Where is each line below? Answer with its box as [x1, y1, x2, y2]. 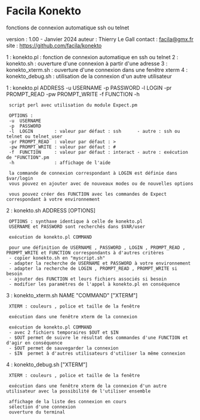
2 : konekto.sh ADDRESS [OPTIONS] [6, 206, 96, 214]
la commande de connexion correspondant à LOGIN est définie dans [8, 170, 178, 176]
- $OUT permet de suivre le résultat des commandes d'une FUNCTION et [8, 334, 188, 340]
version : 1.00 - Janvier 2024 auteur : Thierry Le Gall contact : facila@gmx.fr [6, 35, 194, 42]
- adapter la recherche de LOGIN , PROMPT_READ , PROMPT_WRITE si [8, 265, 178, 272]
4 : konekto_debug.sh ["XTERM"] [6, 361, 88, 368]
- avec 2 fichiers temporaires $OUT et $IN [8, 329, 119, 336]
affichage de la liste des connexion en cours [8, 398, 127, 404]
